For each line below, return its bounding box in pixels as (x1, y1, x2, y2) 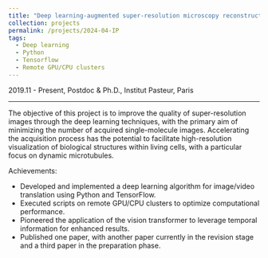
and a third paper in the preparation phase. (19, 240, 161, 250)
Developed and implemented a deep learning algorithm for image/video (19, 181, 255, 191)
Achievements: (8, 166, 57, 175)
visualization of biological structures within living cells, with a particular (8, 142, 242, 151)
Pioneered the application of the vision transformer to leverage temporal (19, 215, 258, 225)
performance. (19, 206, 65, 216)
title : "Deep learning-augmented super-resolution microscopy (8, 11, 219, 20)
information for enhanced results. (19, 224, 130, 233)
